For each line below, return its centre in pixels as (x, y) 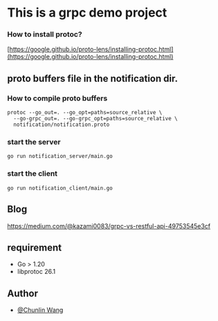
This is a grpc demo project (87, 13)
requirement (35, 247)
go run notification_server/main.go (60, 156)
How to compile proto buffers (57, 98)
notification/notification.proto (62, 125)
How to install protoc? (45, 35)
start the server (34, 142)
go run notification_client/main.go (60, 188)
